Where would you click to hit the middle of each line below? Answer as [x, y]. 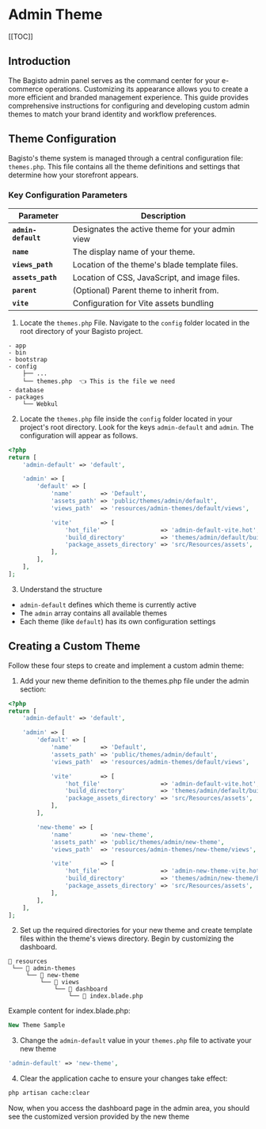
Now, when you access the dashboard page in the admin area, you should [129, 1108]
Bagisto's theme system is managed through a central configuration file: [126, 158]
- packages [26, 397]
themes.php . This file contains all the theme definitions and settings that [124, 166]
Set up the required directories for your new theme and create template [136, 930]
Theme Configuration [63, 139]
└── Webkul [40, 404]
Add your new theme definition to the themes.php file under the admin [134, 680]
